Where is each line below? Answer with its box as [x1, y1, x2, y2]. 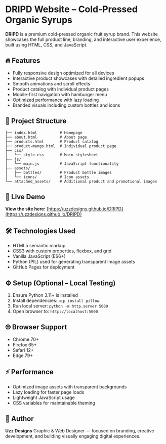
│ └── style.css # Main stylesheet [5, 152, 99, 157]
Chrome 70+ [12, 336, 39, 342]
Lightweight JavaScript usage [12, 394, 75, 401]
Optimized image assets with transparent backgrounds [12, 383, 127, 390]
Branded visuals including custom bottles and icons [12, 102, 120, 108]
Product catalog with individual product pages [12, 86, 109, 92]
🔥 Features [5, 57, 40, 65]
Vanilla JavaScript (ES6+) [12, 253, 66, 259]
